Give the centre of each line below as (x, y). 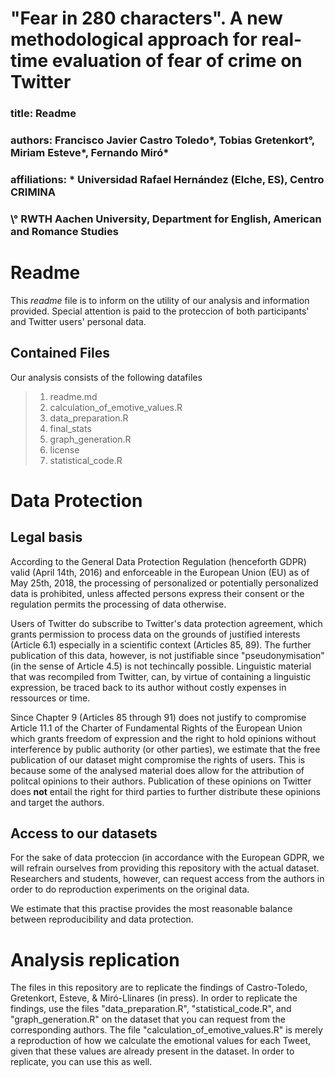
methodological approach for (134, 39)
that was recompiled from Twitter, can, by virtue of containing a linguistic (161, 676)
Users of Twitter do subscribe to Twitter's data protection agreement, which (166, 623)
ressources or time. (50, 698)
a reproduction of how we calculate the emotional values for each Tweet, (160, 1041)
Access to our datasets (84, 833)
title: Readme (43, 114)
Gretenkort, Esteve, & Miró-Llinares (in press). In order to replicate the (154, 998)
